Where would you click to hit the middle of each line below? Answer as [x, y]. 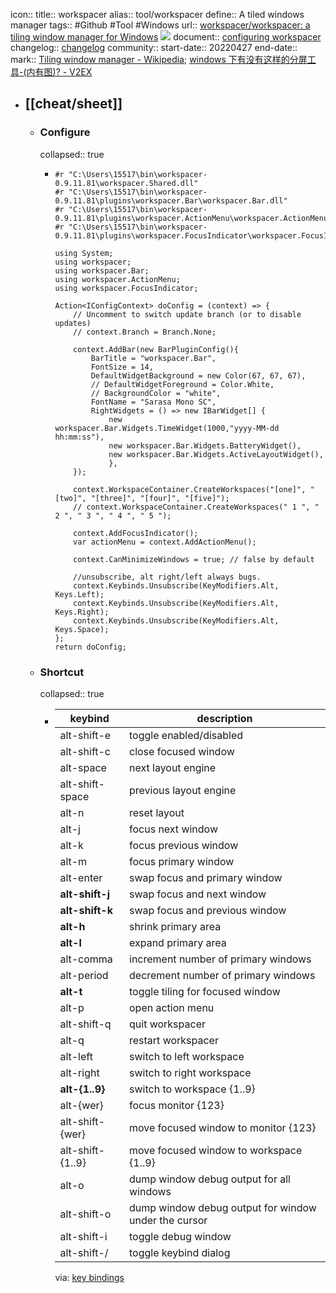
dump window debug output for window [223, 1207]
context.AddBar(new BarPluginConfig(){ [156, 349]
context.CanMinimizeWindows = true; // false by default [194, 559]
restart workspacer [174, 1040]
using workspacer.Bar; [102, 270]
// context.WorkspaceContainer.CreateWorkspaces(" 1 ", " [196, 507]
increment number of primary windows [220, 959]
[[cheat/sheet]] [73, 104]
